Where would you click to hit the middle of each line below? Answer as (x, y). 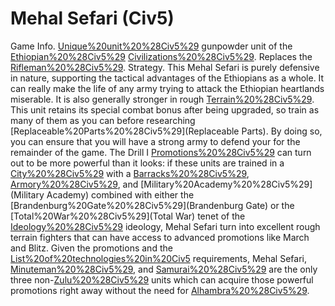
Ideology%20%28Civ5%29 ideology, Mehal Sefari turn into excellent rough (165, 226)
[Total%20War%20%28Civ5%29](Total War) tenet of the (128, 216)
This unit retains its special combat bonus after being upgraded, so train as (165, 109)
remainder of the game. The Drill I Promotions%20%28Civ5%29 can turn (161, 152)
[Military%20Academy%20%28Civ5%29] (226, 184)
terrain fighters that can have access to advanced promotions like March (160, 237)
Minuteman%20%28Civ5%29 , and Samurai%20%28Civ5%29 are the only (164, 269)
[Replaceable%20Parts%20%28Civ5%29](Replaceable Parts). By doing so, (166, 131)
